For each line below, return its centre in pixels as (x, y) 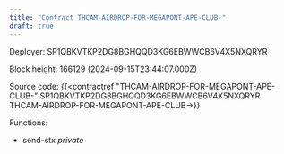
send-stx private (53, 140)
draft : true (31, 26)
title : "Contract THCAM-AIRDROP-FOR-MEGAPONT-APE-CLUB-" (118, 17)
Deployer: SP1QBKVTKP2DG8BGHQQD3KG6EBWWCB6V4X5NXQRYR (138, 51)
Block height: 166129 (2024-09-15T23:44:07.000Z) (103, 69)
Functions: (29, 123)
